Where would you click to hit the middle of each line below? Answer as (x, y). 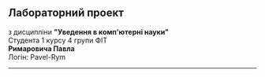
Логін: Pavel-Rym (37, 57)
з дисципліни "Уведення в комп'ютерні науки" (89, 31)
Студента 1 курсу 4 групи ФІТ (58, 40)
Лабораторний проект (66, 13)
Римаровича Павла (41, 48)
